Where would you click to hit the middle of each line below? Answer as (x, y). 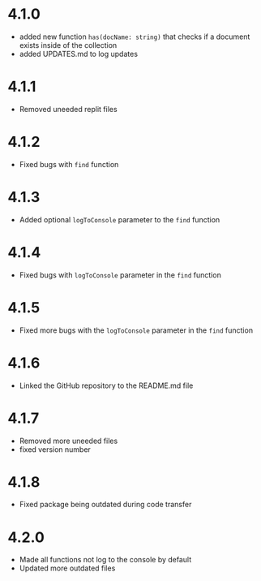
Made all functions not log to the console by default (105, 560)
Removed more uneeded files (68, 441)
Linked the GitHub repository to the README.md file (106, 385)
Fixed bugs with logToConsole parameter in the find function (120, 275)
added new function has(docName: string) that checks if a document (135, 37)
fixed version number (55, 449)
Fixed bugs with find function (69, 164)
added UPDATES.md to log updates (79, 54)
